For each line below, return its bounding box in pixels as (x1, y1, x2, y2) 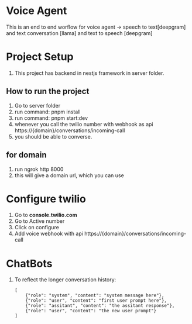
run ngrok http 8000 (14, 166, 64, 173)
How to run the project (6, 87, 90, 96)
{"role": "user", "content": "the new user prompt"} (25, 308, 157, 314)
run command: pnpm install (14, 108, 81, 115)
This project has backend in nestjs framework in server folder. (14, 69, 164, 77)
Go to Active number (14, 218, 65, 225)
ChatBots (6, 257, 53, 270)
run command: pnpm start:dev (14, 114, 88, 121)
